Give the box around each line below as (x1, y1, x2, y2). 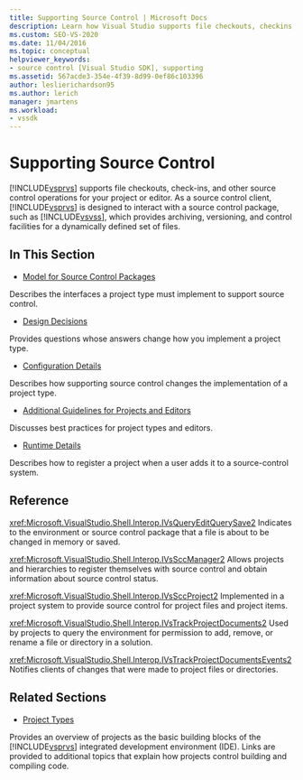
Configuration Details (22, 360, 102, 371)
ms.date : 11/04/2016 (9, 38, 87, 48)
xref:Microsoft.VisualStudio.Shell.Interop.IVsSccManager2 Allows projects (9, 553, 284, 564)
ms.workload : (9, 106, 59, 115)
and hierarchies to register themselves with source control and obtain (9, 563, 268, 574)
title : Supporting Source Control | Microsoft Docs (9, 13, 207, 23)
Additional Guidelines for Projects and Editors (22, 404, 191, 415)
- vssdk (9, 114, 39, 123)
